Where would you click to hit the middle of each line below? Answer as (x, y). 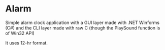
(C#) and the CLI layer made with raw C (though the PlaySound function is (83, 27)
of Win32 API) (20, 33)
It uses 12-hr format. (27, 42)
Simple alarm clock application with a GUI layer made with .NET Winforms (82, 22)
